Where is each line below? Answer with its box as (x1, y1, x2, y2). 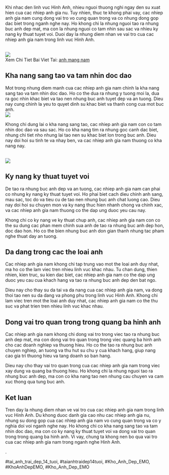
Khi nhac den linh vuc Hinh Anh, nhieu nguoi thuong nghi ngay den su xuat (5, 5, 160, 10)
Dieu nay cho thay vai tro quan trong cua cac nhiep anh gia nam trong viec (5, 363, 160, 369)
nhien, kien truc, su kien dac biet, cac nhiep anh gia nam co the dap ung (5, 272, 155, 278)
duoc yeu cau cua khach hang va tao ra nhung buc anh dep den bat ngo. (5, 277, 157, 283)
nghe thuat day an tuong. (5, 233, 58, 239)
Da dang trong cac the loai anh (5, 248, 103, 256)
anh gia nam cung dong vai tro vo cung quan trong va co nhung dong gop (5, 15, 159, 21)
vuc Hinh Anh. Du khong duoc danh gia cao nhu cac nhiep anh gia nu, (5, 412, 151, 418)
